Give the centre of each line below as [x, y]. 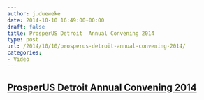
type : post [23, 40]
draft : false [26, 27]
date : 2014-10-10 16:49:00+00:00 [56, 20]
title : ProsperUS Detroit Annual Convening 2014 [81, 33]
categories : [24, 53]
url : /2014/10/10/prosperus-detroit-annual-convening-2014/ [97, 46]
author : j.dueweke [34, 14]
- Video [19, 59]
